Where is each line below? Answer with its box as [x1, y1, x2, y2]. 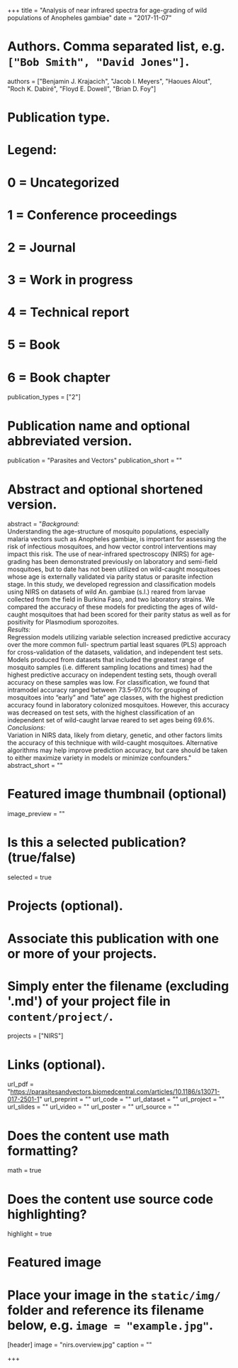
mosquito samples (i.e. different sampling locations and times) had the [7, 663, 212, 672]
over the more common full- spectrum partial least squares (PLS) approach [7, 641, 227, 649]
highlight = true [7, 1229, 52, 1238]
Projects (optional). [7, 898, 124, 914]
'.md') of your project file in [7, 993, 171, 1009]
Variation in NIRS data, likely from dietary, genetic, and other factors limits [7, 731, 223, 739]
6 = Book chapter [7, 369, 111, 386]
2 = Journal [7, 239, 76, 255]
